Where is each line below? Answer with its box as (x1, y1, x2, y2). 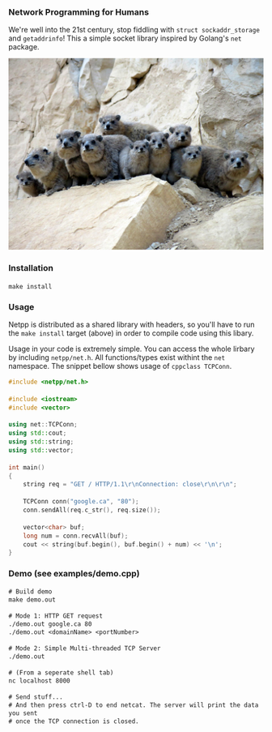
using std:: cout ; (8, 429, 67, 438)
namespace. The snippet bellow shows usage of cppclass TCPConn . (8, 361, 232, 370)
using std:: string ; (8, 438, 74, 446)
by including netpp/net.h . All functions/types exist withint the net (8, 352, 226, 362)
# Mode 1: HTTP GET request (8, 611, 104, 620)
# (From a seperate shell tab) (8, 668, 114, 677)
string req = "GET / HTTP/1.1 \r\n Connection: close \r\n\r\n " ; (23, 481, 237, 489)
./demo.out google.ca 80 (8, 619, 92, 628)
